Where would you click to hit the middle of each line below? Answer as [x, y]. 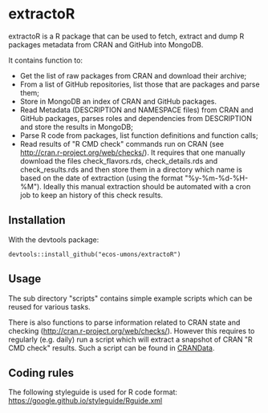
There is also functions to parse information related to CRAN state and [124, 322]
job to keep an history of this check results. [91, 195]
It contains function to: [45, 60]
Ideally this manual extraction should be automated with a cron [147, 186]
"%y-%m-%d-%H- [216, 178]
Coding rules [41, 373]
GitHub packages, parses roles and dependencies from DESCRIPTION [136, 118]
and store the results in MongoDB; [77, 127]
